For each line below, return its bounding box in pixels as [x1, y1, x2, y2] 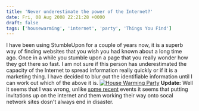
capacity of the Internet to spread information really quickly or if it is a [6, 66, 178, 74]
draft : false [6, 20, 39, 26]
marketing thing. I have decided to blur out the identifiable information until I [6, 73, 192, 80]
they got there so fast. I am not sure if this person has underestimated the [6, 61, 187, 68]
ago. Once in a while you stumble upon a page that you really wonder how [6, 54, 189, 61]
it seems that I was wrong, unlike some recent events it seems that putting [6, 85, 189, 93]
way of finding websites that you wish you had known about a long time [6, 48, 182, 55]
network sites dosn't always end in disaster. [6, 99, 114, 106]
